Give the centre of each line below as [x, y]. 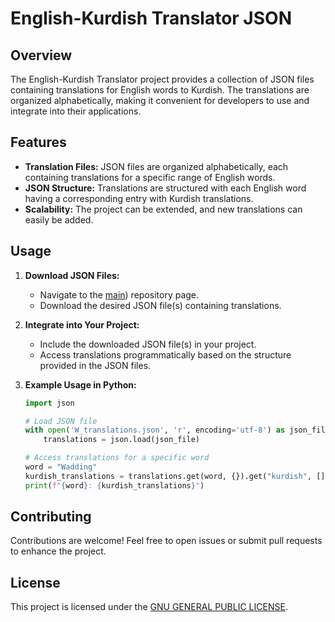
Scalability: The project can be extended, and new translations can [163, 209]
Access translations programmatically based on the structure [165, 354]
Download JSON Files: [72, 275]
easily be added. [59, 219]
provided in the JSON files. [95, 365]
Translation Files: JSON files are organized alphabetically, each [156, 166]
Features [38, 142]
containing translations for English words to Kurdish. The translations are [160, 90]
